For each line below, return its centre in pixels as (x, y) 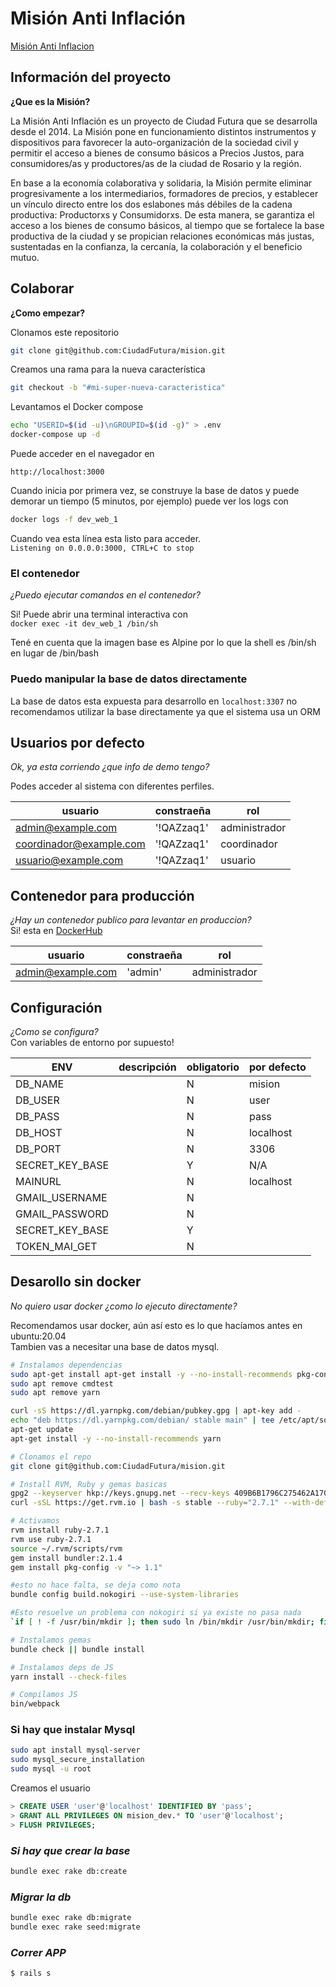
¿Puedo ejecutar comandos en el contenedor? (105, 595)
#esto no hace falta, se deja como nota (96, 1585)
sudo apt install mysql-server (75, 1750)
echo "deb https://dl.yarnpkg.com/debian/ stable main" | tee (142, 1420)
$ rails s (31, 1973)
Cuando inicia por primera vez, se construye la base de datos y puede (155, 491)
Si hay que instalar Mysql (73, 1730)
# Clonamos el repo (51, 1457)
